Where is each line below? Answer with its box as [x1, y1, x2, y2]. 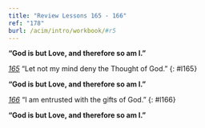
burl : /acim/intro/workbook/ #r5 [8, 26, 116, 34]
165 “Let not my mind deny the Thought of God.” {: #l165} [8, 64, 198, 74]
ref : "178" [8, 19, 45, 27]
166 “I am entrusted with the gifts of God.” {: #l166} [8, 95, 176, 105]
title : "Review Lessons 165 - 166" [8, 11, 127, 20]
